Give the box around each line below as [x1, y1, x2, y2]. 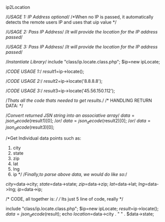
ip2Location [5, 4, 30, 10]
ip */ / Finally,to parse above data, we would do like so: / [12, 171, 127, 177]
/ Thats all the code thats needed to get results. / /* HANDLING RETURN [5, 97, 152, 103]
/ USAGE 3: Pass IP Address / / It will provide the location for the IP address [5, 44, 158, 49]
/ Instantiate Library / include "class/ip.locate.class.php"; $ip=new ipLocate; [5, 59, 160, 64]
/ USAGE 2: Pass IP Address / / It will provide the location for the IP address [5, 29, 158, 34]
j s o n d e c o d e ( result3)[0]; [5, 124, 54, 131]
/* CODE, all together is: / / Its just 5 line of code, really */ [5, 196, 123, 202]
